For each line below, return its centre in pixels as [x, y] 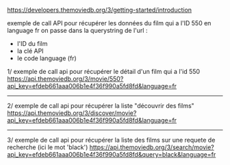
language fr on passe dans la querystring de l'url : [77, 30]
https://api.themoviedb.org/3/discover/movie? [72, 113]
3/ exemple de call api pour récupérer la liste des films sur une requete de [111, 140]
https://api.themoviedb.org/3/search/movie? [152, 147]
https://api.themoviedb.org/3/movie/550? [65, 79]
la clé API [30, 51]
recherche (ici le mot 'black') [48, 147]
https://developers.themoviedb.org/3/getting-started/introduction [100, 10]
